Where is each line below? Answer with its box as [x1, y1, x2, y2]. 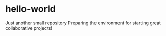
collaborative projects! [5, 25, 53, 31]
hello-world [5, 3, 56, 15]
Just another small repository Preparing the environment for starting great [5, 20, 161, 26]
